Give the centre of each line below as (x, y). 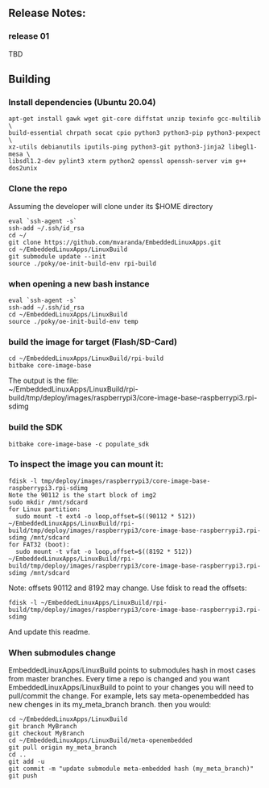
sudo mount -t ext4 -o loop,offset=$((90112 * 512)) (106, 516)
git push (23, 776)
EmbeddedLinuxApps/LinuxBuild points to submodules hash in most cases (132, 670)
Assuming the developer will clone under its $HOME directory (111, 206)
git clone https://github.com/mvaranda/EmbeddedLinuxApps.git (115, 242)
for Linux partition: (45, 509)
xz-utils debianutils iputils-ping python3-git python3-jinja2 (117, 147)
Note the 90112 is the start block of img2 (83, 495)
